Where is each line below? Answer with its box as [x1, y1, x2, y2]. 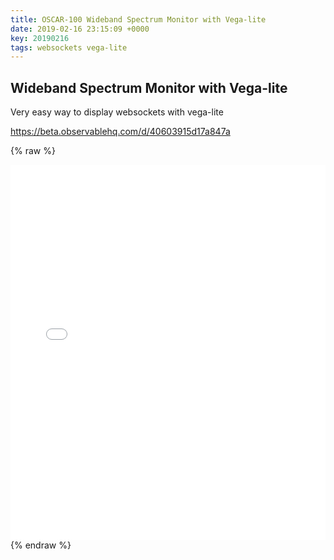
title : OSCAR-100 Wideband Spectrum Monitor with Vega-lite [10, 14, 267, 25]
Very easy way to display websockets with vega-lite [10, 106, 224, 118]
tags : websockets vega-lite [10, 42, 128, 53]
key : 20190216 [10, 33, 70, 43]
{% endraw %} [10, 539, 72, 551]
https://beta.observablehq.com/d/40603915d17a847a [10, 126, 231, 138]
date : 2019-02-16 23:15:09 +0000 [10, 24, 150, 34]
